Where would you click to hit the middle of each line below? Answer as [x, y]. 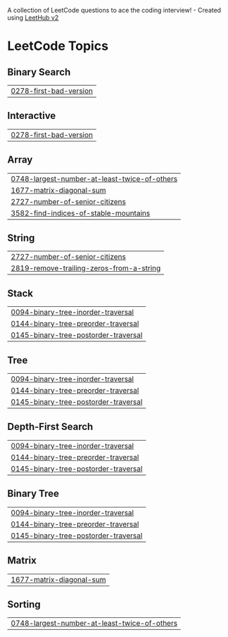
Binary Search [39, 72]
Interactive [32, 116]
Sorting [24, 604]
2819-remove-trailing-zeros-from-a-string [86, 268]
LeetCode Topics [58, 46]
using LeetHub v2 [33, 18]
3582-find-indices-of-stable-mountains [81, 213]
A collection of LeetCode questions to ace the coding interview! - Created [114, 10]
